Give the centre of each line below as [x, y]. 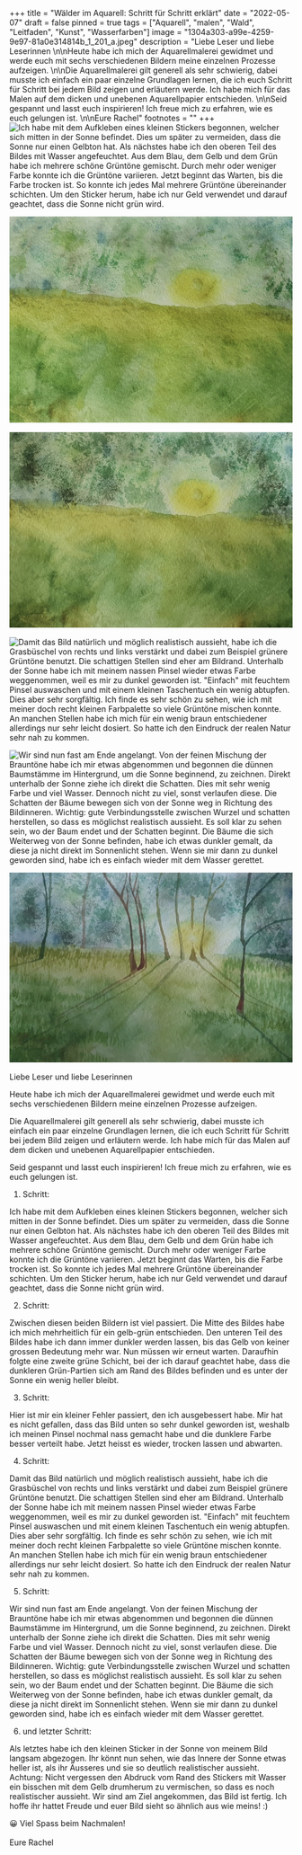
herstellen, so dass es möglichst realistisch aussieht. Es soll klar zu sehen [146, 1676]
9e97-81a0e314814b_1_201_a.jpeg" [73, 41]
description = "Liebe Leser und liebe [207, 41]
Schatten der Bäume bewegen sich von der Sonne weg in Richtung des [141, 1656]
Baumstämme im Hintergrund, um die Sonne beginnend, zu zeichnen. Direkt [150, 1628]
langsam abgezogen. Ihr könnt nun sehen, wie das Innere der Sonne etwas [148, 1758]
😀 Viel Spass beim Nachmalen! [67, 1824]
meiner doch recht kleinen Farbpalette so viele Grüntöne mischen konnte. [145, 1546]
